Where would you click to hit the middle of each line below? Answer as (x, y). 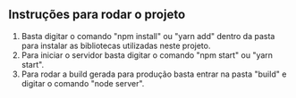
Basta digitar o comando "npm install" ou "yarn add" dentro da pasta (148, 36)
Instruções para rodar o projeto (97, 15)
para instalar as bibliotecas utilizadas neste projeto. (116, 45)
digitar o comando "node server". (83, 83)
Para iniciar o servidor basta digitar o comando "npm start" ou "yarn (147, 55)
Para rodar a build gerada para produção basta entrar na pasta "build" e (154, 74)
